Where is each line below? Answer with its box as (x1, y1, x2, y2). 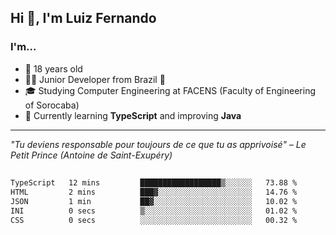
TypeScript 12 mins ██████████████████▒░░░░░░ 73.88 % (10, 178, 298, 188)
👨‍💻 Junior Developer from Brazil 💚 (24, 73, 166, 85)
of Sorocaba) (24, 99, 80, 111)
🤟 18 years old (24, 62, 83, 75)
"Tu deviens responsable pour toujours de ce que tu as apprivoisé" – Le (10, 138, 307, 150)
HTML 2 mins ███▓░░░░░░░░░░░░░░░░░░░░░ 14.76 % (10, 187, 298, 197)
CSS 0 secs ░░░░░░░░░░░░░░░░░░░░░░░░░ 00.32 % (10, 215, 298, 225)
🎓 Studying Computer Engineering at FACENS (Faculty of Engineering (24, 84, 317, 96)
